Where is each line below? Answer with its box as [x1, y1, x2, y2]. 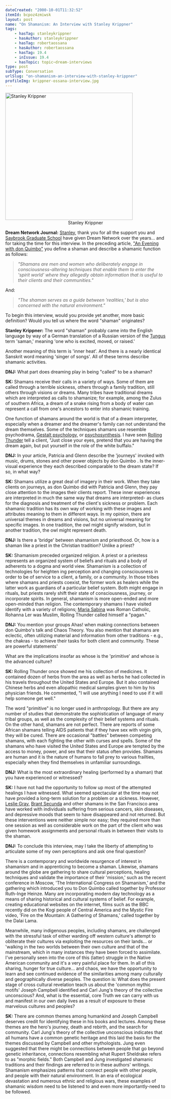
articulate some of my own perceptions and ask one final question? [5, 848, 146, 854]
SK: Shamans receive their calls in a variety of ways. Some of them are [5, 379, 154, 385]
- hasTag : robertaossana [14, 41, 67, 46]
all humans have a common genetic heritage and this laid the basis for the [5, 1034, 160, 1040]
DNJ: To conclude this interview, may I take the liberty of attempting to [5, 843, 154, 849]
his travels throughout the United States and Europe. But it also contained [5, 679, 159, 685]
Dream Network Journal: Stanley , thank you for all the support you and [5, 229, 155, 236]
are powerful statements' [5, 643, 58, 649]
